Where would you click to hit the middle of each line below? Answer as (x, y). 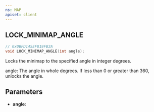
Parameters (24, 92)
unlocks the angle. (24, 76)
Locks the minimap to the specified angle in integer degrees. (68, 61)
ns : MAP (13, 10)
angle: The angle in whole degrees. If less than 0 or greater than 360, (77, 71)
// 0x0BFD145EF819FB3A (29, 47)
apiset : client (21, 15)
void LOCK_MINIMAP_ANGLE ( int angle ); (45, 51)
